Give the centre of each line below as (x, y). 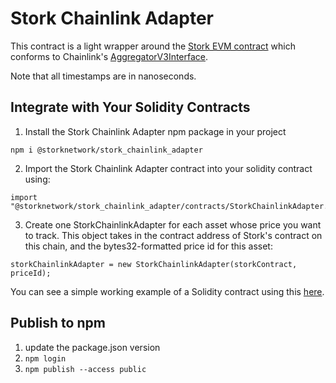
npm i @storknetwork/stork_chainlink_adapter (106, 150)
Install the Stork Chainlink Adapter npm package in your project (155, 131)
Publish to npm (58, 323)
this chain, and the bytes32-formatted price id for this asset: (148, 246)
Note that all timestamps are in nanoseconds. (103, 76)
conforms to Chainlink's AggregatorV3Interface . (109, 56)
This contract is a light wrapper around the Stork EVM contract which (153, 46)
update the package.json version (92, 347)
